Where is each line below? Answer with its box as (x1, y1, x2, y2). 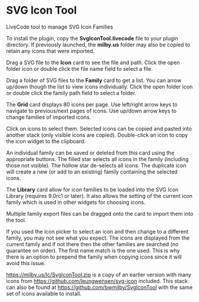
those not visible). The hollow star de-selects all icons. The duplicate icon (6, 162, 187, 169)
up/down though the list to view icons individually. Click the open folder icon (6, 83, 193, 90)
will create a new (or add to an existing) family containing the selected (6, 168, 178, 175)
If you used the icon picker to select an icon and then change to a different (6, 228, 189, 235)
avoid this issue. (6, 259, 46, 266)
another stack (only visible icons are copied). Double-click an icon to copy (6, 131, 188, 139)
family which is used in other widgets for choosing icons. (6, 199, 146, 206)
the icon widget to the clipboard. (6, 137, 86, 144)
